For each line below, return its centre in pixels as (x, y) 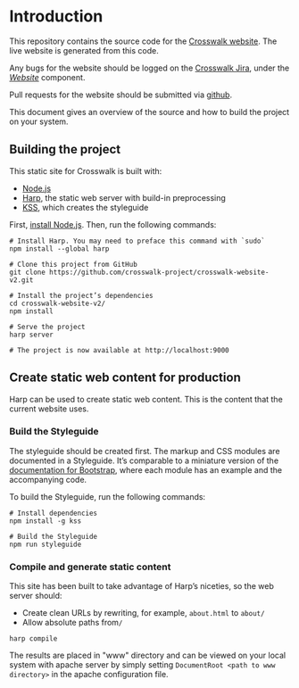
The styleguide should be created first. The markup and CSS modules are (145, 451)
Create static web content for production (125, 378)
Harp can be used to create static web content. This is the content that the (146, 399)
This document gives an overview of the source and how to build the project (149, 112)
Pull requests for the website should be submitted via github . (121, 95)
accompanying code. (48, 479)
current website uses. (49, 409)
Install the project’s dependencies (85, 295)
